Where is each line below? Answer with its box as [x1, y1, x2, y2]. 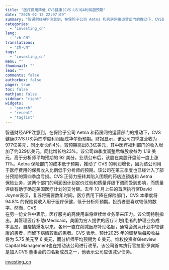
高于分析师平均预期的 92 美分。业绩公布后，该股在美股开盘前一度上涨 [14, 154, 159, 160]
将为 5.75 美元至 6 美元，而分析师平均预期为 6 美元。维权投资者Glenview [5, 236, 156, 242]
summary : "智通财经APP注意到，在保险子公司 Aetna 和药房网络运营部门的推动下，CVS [5, 17, 162, 22]
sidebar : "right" [5, 96, 42, 101]
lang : [5, 31, 17, 36]
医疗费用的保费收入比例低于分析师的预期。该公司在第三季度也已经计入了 [9, 167, 159, 173]
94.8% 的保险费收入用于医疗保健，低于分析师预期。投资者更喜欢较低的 [5, 198, 152, 204]
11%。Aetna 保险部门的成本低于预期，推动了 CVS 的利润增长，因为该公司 [5, 160, 157, 166]
